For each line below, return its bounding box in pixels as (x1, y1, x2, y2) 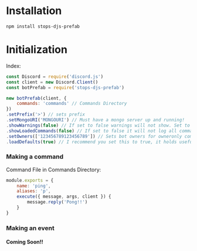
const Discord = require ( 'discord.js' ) (6, 73, 104, 80)
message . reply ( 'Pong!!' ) (27, 199, 88, 205)
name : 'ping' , (16, 183, 51, 189)
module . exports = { (6, 177, 54, 183)
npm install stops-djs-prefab (6, 23, 80, 29)
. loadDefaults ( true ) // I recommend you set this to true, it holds (6, 139, 177, 145)
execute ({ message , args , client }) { (16, 194, 111, 200)
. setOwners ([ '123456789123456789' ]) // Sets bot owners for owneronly (6, 133, 182, 139)
